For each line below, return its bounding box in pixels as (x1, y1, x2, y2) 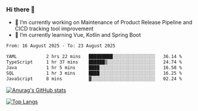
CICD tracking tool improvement (14, 25, 94, 32)
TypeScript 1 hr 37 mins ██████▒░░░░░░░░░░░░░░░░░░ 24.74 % (6, 59, 183, 65)
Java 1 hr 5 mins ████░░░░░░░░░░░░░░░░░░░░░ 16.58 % (6, 65, 183, 71)
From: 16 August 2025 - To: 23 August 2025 (6, 43, 116, 49)
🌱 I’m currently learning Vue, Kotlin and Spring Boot (14, 31, 142, 39)
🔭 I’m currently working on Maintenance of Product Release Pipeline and (14, 19, 193, 26)
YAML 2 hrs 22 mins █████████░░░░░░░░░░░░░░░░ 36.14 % (6, 53, 183, 60)
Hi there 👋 (6, 5, 36, 14)
